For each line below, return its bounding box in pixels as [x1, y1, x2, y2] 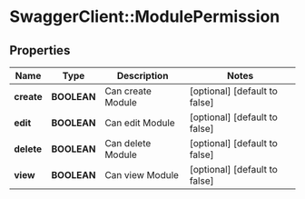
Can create [103, 85, 152, 97]
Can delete [103, 137, 152, 149]
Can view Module [103, 169, 180, 181]
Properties [9, 43, 71, 58]
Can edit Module [103, 116, 175, 129]
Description [116, 70, 169, 82]
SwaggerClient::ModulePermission [9, 6, 280, 27]
